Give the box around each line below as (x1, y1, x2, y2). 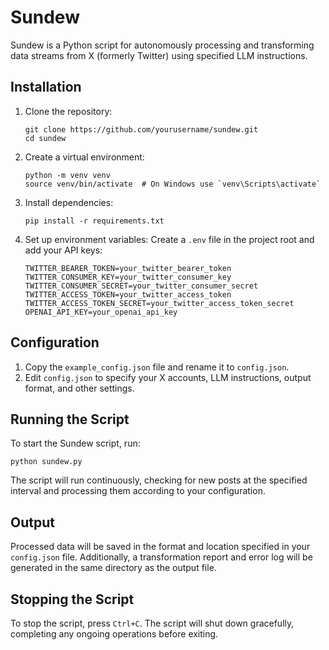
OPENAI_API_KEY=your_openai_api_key (24, 307, 178, 317)
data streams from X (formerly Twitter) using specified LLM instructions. (10, 49, 308, 61)
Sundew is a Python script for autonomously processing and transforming (10, 39, 315, 51)
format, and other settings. (24, 382, 135, 394)
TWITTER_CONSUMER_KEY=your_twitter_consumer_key (24, 272, 232, 282)
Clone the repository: (24, 105, 113, 117)
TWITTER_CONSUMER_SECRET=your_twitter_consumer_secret (24, 281, 259, 291)
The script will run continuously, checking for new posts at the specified (10, 474, 308, 486)
